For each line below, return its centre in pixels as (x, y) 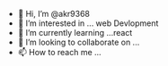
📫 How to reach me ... (59, 52)
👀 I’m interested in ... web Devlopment (88, 23)
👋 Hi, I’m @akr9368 (54, 14)
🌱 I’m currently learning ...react (75, 33)
